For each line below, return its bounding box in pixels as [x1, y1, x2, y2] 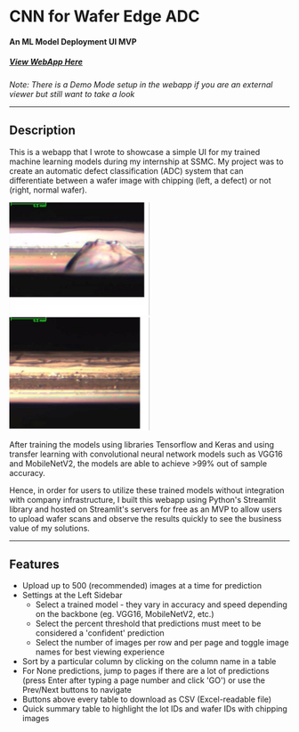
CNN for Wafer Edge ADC [9, 6, 200, 27]
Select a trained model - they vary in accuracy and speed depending [35, 599, 287, 610]
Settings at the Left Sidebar [21, 590, 123, 601]
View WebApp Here [9, 56, 83, 68]
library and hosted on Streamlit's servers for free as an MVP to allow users [9, 504, 283, 514]
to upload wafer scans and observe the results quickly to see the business [9, 513, 282, 523]
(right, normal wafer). [9, 185, 87, 195]
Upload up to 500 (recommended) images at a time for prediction [21, 580, 263, 591]
